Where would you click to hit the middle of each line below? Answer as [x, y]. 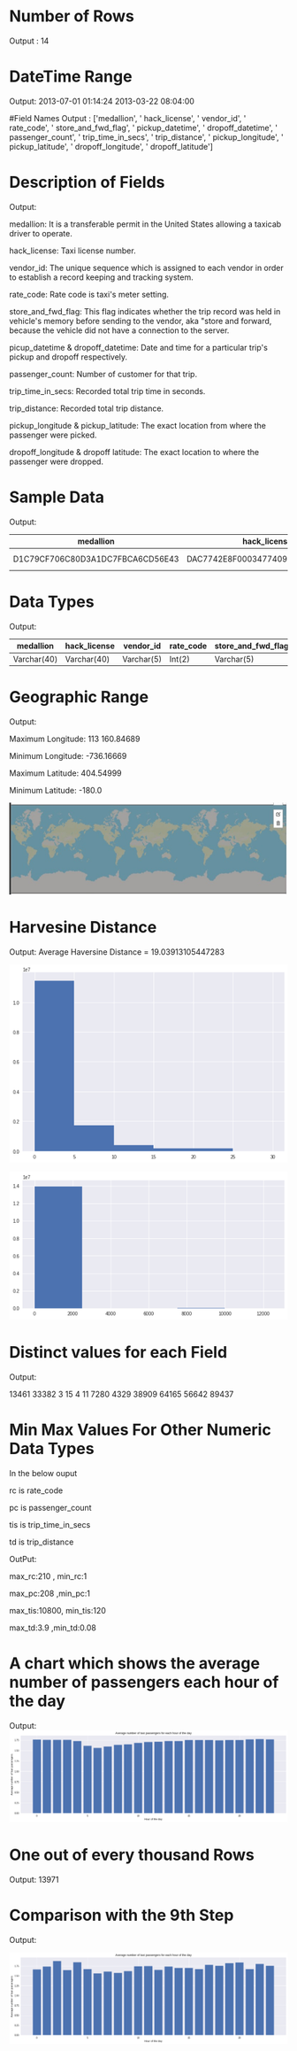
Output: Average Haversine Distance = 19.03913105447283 [117, 952]
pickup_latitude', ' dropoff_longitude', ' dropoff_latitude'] [111, 146]
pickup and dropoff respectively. [69, 357]
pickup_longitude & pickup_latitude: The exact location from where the [138, 425]
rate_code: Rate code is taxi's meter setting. [89, 294]
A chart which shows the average [135, 1664]
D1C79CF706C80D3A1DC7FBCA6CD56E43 [96, 559]
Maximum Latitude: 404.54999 [65, 773]
